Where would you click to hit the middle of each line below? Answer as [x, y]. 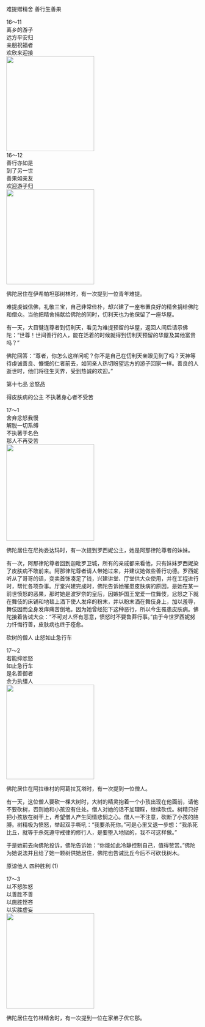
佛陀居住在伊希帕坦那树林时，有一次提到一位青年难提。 [76, 294]
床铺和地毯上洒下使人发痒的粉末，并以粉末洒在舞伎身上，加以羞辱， [113, 601]
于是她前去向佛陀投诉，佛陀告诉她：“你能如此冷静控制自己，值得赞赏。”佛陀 [101, 845]
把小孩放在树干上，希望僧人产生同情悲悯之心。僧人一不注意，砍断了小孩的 [100, 817]
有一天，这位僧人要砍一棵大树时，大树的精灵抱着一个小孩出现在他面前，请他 [103, 802]
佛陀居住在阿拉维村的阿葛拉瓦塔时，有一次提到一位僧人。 [78, 788]
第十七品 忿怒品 [26, 384]
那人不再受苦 [22, 441]
